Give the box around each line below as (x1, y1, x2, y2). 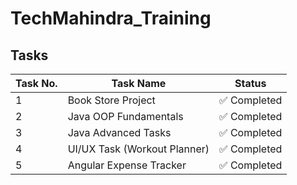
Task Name (111, 77, 167, 90)
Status (234, 77, 267, 90)
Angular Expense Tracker (67, 158, 187, 172)
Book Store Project (67, 93, 156, 107)
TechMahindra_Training (10, 7, 212, 30)
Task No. (15, 77, 58, 90)
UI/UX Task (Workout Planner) (67, 142, 210, 156)
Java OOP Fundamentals (67, 110, 184, 123)
